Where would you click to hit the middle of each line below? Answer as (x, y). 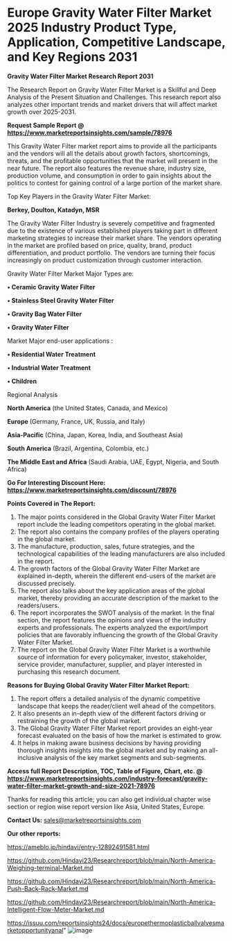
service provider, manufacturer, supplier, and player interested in (109, 664)
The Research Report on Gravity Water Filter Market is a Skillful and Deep (112, 90)
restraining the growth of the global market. (79, 720)
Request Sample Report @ (46, 125)
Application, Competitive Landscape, (116, 42)
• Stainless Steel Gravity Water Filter (61, 300)
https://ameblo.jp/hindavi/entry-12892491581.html (79, 847)
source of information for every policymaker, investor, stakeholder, (112, 656)
